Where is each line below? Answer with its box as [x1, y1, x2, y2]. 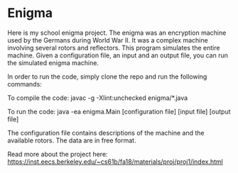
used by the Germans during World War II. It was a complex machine [7, 35, 208, 44]
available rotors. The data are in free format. [7, 136, 136, 145]
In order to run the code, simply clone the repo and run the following [7, 72, 207, 81]
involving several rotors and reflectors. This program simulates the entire [7, 43, 220, 52]
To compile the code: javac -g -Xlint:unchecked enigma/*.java [7, 94, 188, 102]
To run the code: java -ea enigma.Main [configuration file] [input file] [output [7, 107, 231, 116]
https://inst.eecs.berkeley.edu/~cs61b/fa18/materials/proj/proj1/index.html [7, 157, 224, 166]
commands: [7, 79, 43, 88]
